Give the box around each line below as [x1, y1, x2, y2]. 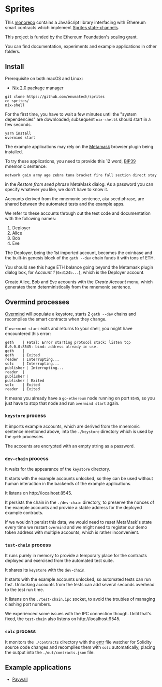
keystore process [5, 412, 46, 419]
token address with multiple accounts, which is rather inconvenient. [5, 529, 139, 535]
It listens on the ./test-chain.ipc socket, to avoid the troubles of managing [5, 596, 156, 602]
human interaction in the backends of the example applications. [5, 481, 132, 487]
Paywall [12, 676, 28, 682]
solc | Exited [5, 382, 40, 387]
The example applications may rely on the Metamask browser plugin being [5, 144, 154, 149]
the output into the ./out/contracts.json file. [5, 649, 95, 655]
